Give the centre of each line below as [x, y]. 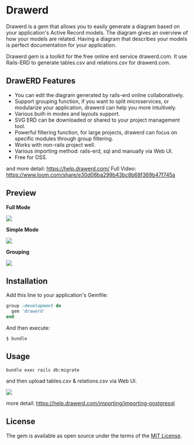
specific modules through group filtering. [64, 139]
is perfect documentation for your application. [61, 45]
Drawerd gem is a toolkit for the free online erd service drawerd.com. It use [97, 56]
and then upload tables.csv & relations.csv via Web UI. [72, 381]
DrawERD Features [41, 81]
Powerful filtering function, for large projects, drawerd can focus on [96, 132]
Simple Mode [22, 229]
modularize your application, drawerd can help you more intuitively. [96, 107]
